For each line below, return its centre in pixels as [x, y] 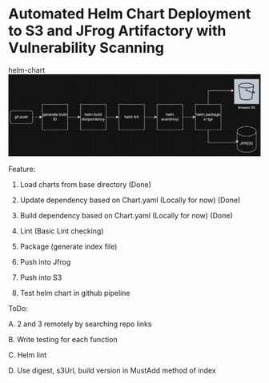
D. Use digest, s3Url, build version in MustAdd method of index [112, 370]
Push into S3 [41, 277]
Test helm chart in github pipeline [75, 293]
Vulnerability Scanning [86, 48]
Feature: [22, 169]
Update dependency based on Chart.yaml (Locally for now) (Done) [130, 200]
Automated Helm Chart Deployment [130, 14]
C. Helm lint [27, 355]
